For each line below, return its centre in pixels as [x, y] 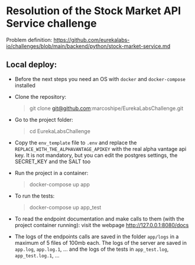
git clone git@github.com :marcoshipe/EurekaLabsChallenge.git [106, 108]
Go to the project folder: [44, 119]
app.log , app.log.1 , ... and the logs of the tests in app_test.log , [92, 249]
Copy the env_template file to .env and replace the [76, 143]
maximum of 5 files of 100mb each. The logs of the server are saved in [101, 243]
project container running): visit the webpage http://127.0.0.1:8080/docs [102, 225]
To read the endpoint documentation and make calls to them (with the [100, 219]
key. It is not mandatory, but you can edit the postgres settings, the [96, 155]
